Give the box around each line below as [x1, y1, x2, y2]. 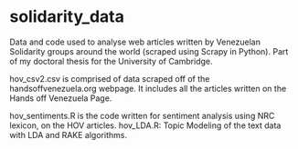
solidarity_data [9, 6, 125, 27]
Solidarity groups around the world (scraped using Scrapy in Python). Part [9, 45, 289, 56]
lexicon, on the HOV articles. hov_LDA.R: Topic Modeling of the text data [9, 120, 282, 131]
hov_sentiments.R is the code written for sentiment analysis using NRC [9, 110, 275, 121]
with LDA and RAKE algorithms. [9, 129, 128, 140]
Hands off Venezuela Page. [9, 93, 112, 104]
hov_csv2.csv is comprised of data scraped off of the [9, 73, 210, 84]
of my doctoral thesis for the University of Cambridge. [9, 55, 213, 66]
